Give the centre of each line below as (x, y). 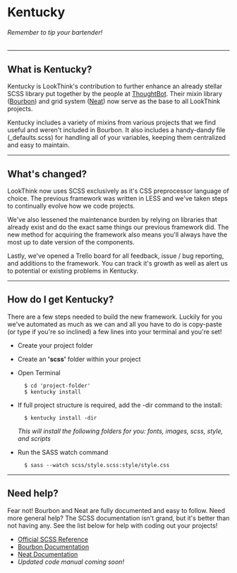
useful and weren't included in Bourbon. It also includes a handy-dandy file (116, 130)
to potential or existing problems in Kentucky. (73, 271)
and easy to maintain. (38, 145)
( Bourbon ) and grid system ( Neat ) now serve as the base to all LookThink (114, 101)
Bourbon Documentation (53, 547)
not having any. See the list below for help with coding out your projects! (113, 525)
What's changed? (47, 174)
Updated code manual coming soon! (71, 562)
